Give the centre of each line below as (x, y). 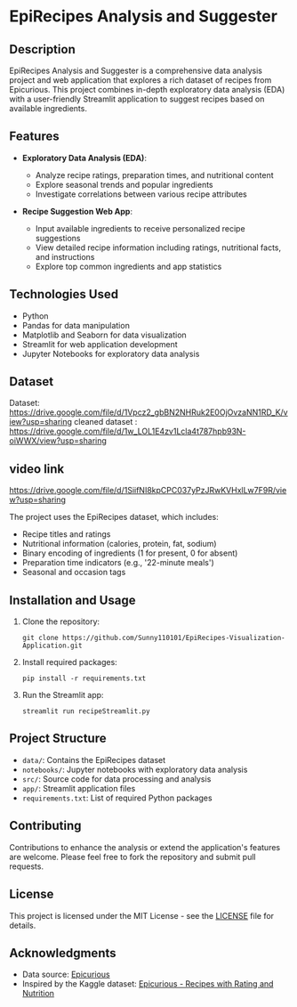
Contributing (45, 826)
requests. (27, 866)
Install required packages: (69, 662)
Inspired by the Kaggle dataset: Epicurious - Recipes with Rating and (148, 984)
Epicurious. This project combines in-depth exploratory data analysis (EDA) (147, 89)
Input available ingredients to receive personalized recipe (140, 228)
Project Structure (58, 739)
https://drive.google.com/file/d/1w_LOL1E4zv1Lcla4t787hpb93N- (128, 431)
